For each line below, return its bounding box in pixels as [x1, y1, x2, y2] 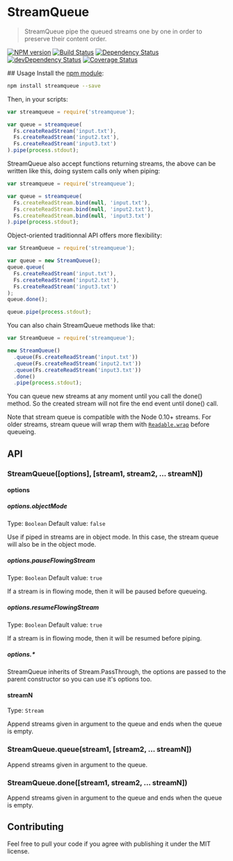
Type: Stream [7, 707, 44, 715]
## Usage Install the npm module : [7, 69, 104, 77]
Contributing [7, 821, 64, 833]
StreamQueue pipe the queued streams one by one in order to [24, 27, 203, 35]
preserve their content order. [24, 34, 107, 42]
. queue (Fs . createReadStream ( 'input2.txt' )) [13, 360, 141, 367]
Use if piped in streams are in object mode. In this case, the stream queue [7, 533, 219, 541]
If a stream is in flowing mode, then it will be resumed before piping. [7, 634, 202, 643]
